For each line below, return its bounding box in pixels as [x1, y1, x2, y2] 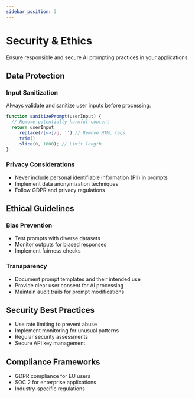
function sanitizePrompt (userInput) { [6, 114, 102, 119]
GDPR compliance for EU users [14, 373, 91, 380]
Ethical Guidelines [6, 203, 74, 213]
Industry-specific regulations [14, 385, 86, 392]
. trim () [17, 135, 35, 141]
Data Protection [6, 70, 65, 80]
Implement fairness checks [14, 247, 81, 254]
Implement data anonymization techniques [14, 180, 119, 187]
